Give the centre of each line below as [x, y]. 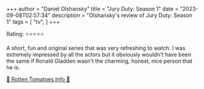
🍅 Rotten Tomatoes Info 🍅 [38, 79]
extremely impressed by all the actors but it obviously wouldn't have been [99, 55]
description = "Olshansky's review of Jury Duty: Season [122, 15]
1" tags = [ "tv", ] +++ [33, 22]
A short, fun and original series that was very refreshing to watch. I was [96, 48]
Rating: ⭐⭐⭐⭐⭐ [25, 34]
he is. [13, 67]
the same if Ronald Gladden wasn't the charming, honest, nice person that [100, 61]
